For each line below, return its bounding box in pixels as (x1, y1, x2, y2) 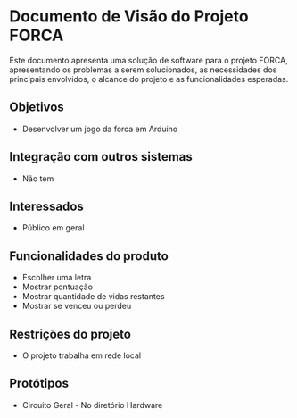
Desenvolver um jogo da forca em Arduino (21, 123, 178, 134)
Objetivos (9, 100, 64, 115)
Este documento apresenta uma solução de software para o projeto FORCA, (9, 54, 288, 65)
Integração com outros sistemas (9, 149, 194, 164)
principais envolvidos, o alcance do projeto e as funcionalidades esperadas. (9, 73, 289, 84)
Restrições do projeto (9, 326, 132, 341)
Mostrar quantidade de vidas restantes (21, 291, 165, 302)
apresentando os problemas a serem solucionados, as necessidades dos (9, 64, 277, 75)
